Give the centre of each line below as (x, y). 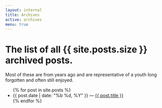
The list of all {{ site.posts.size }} (76, 50)
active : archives (24, 19)
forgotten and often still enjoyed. (39, 80)
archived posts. (39, 61)
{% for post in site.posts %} (42, 90)
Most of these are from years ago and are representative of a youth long (81, 75)
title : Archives (22, 15)
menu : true (17, 24)
